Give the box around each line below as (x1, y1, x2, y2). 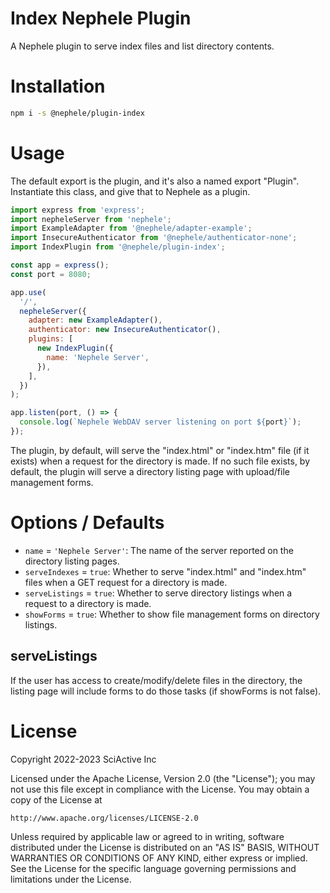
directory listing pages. (24, 555, 120, 567)
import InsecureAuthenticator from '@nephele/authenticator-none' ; (10, 233, 298, 243)
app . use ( (10, 287, 47, 297)
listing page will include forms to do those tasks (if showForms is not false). (10, 685, 322, 697)
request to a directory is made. (24, 597, 152, 609)
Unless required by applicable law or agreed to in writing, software (10, 830, 285, 842)
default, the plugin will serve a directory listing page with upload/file (10, 465, 290, 477)
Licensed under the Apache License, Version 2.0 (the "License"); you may (10, 772, 316, 784)
